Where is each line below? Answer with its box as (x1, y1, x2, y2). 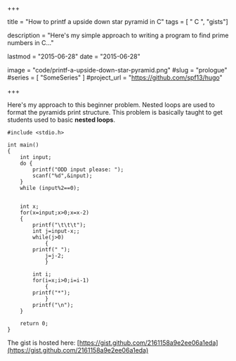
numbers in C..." (7, 39, 54, 46)
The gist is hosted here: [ (7, 338, 79, 347)
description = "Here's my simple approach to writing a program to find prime (7, 31, 229, 39)
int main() (7, 141, 39, 148)
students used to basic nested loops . (7, 115, 116, 124)
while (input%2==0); (20, 184, 80, 191)
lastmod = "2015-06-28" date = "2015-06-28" (7, 52, 140, 61)
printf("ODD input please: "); (32, 166, 124, 173)
